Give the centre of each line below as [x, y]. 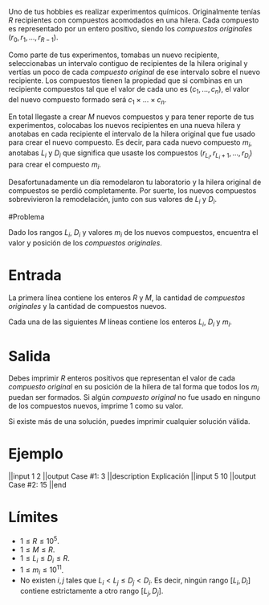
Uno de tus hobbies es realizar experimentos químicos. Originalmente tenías [134, 12]
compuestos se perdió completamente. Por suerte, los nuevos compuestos [132, 191]
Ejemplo [36, 454]
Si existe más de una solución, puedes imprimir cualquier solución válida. [129, 422]
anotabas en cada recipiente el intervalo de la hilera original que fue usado [132, 134]
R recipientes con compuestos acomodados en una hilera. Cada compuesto [134, 20]
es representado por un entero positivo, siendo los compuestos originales [130, 29]
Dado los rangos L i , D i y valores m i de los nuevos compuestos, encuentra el [133, 233]
